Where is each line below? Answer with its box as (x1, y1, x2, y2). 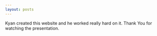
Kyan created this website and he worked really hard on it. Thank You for (5, 20, 152, 26)
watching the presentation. (5, 25, 59, 31)
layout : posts (5, 7, 34, 12)
